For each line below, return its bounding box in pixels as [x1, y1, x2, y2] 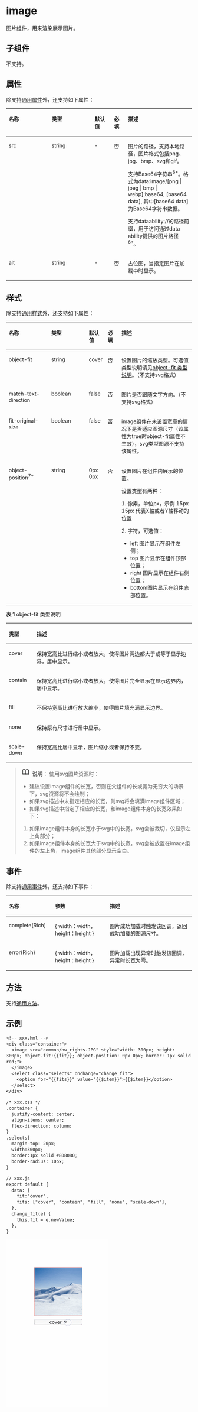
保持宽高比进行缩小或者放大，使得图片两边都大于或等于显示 [36, 650, 181, 657]
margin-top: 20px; [11, 1141, 57, 1147]
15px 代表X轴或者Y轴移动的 [121, 507, 189, 514]
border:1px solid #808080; [11, 1153, 78, 1159]
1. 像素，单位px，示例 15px [121, 499, 189, 507]
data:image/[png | [138, 177, 182, 184]
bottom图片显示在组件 [130, 584, 184, 591]
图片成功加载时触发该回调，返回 [110, 923, 187, 929]
